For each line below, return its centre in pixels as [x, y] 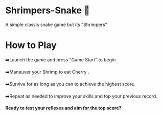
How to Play [31, 45]
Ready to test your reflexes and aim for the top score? [63, 108]
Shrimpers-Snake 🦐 [48, 10]
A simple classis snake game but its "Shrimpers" [56, 25]
